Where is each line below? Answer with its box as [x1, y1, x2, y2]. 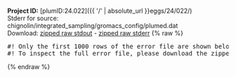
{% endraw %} [7, 63, 51, 71]
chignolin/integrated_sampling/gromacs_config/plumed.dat [7, 22, 178, 29]
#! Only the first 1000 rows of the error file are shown [7, 43, 211, 50]
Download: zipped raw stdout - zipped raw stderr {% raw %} [7, 29, 184, 37]
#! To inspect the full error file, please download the [7, 50, 208, 57]
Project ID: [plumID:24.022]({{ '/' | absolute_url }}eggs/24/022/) [7, 7, 192, 15]
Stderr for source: [7, 14, 59, 22]
